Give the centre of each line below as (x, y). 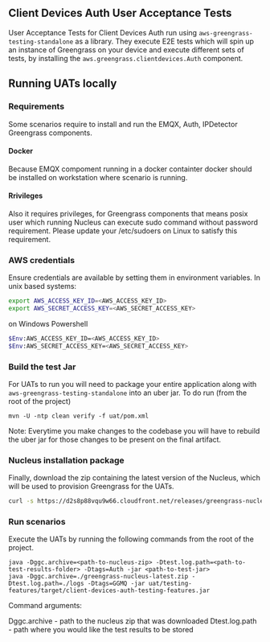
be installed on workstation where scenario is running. (98, 177)
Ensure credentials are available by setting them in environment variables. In (135, 278)
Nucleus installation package (66, 460)
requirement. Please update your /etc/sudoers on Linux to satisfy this (123, 230)
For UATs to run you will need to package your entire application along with (133, 384)
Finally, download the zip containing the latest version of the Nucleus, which (135, 478)
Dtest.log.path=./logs (46, 584)
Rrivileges (26, 195)
